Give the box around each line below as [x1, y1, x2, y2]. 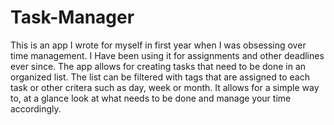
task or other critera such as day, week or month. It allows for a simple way [10, 81, 320, 93]
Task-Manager [10, 6, 135, 29]
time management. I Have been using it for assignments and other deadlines [10, 49, 325, 61]
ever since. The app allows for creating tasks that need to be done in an [10, 60, 307, 72]
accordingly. [10, 102, 62, 115]
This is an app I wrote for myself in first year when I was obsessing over [10, 39, 307, 51]
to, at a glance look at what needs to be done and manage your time [10, 92, 292, 104]
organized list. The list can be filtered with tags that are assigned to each [10, 71, 311, 83]
